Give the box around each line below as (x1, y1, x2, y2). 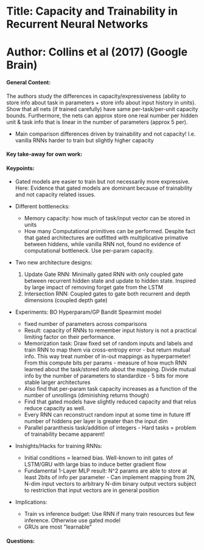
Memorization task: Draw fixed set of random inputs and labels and (24, 340, 193, 347)
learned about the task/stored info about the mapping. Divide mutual (24, 366, 196, 373)
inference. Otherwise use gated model (24, 517, 121, 524)
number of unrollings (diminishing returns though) (24, 392, 149, 399)
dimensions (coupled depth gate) (24, 297, 108, 304)
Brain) (6, 58, 38, 72)
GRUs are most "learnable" (24, 523, 93, 530)
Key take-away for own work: (6, 151, 83, 158)
